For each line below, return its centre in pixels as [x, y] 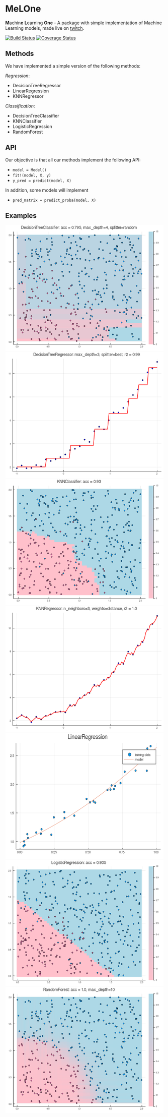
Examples [21, 216]
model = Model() [29, 170]
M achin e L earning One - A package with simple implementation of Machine [84, 23]
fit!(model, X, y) [32, 175]
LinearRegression [31, 91]
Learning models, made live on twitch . [45, 28]
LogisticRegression [32, 126]
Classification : [20, 106]
